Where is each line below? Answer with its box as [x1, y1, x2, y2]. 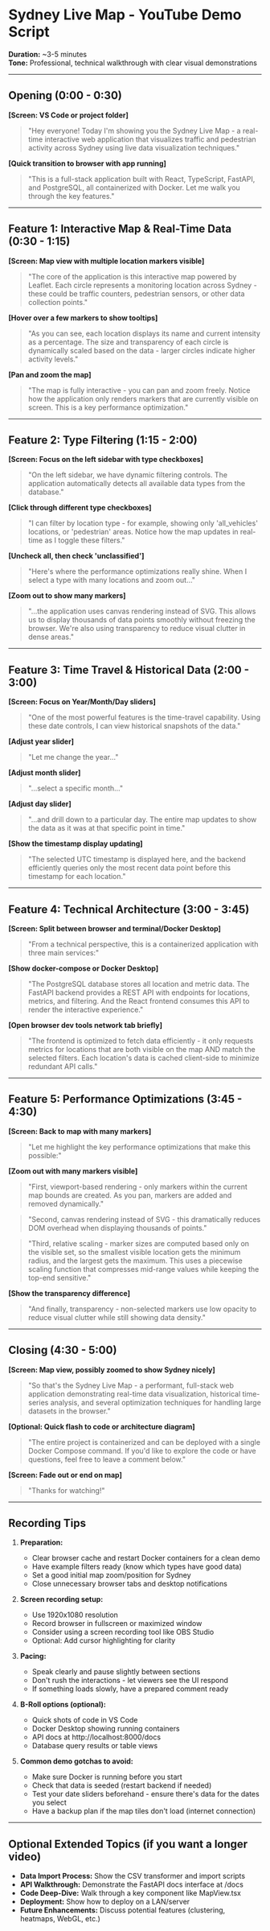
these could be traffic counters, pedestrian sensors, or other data [27, 288, 245, 299]
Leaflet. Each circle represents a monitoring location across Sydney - [27, 280, 257, 290]
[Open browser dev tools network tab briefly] [8, 1021, 163, 1029]
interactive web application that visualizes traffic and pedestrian [44, 134, 257, 144]
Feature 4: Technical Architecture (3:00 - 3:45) [8, 902, 250, 916]
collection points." [27, 297, 88, 307]
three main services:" [27, 948, 100, 957]
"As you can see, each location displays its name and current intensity [27, 328, 261, 338]
